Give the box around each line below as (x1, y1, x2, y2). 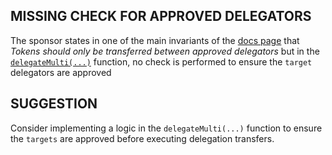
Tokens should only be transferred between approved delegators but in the (10, 45, 320, 57)
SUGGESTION (10, 95, 98, 113)
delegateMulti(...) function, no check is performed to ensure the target (10, 55, 313, 68)
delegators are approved (10, 66, 112, 78)
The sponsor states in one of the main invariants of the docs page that (10, 34, 300, 46)
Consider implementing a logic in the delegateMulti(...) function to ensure (10, 122, 323, 134)
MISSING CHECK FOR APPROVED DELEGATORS (10, 8, 312, 25)
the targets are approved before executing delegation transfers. (10, 132, 275, 144)
